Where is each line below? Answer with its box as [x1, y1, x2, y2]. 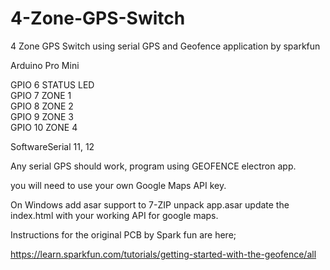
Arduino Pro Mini [10, 59, 80, 71]
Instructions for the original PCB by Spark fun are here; [10, 228, 237, 241]
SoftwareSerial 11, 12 [10, 140, 95, 152]
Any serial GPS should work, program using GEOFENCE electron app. [10, 160, 297, 172]
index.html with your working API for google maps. [10, 209, 219, 221]
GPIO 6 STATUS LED [10, 78, 95, 91]
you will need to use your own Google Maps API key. [10, 179, 227, 191]
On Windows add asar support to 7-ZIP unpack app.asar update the [10, 198, 290, 211]
